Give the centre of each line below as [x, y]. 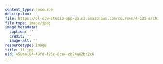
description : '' [21, 14]
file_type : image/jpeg [28, 23]
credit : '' [20, 37]
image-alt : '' [24, 41]
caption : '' [22, 32]
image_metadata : [21, 27]
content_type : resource [29, 9]
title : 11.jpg [19, 50]
